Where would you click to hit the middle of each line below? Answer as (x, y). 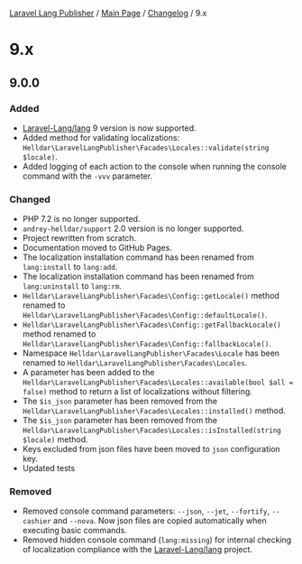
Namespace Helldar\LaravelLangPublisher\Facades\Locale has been (151, 353)
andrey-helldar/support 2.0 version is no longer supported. (133, 228)
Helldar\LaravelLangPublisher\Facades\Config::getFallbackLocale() (151, 325)
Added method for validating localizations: (101, 137)
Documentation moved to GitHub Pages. (97, 248)
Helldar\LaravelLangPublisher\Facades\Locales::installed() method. (154, 411)
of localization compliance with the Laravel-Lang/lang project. (137, 550)
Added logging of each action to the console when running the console (154, 166)
